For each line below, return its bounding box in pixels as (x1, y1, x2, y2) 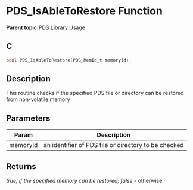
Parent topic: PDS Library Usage (6, 24, 85, 31)
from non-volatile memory (6, 96, 70, 103)
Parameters (6, 113, 51, 123)
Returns (6, 161, 37, 171)
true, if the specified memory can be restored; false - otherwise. (6, 177, 164, 185)
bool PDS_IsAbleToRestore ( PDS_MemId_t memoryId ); (6, 57, 132, 63)
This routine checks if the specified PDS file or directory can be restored (6, 90, 184, 97)
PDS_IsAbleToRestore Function (6, 4, 163, 18)
